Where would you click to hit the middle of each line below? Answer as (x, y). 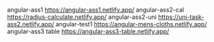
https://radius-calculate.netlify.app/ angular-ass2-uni (82, 17)
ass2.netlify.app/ (31, 24)
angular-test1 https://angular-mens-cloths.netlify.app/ (131, 24)
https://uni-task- (181, 17)
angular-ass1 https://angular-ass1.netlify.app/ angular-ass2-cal (96, 10)
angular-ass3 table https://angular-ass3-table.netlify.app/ (88, 31)
